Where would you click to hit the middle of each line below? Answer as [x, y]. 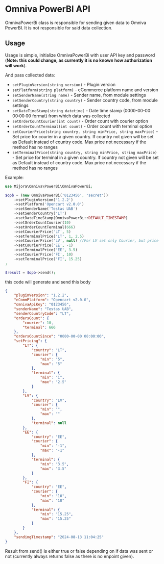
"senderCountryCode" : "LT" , [42, 313]
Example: [14, 177]
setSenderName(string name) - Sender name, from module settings [79, 95]
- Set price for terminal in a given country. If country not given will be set [85, 157]
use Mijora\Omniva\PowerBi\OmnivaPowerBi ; [49, 186]
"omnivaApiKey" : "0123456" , [42, 305]
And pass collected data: [30, 75]
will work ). [16, 65]
